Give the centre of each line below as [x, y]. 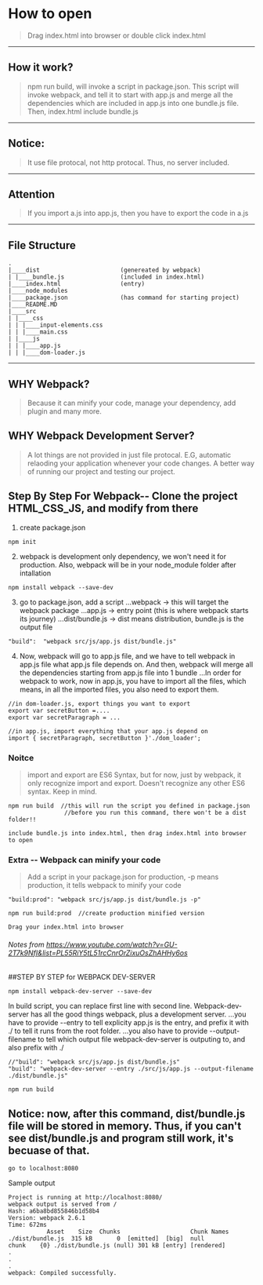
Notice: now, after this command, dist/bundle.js [127, 1113]
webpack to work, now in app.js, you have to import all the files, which [133, 681]
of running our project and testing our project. [101, 471]
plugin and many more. [64, 411]
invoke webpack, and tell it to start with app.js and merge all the [130, 94]
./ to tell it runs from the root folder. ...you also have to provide [108, 1031]
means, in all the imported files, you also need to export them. [119, 689]
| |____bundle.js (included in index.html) [106, 277]
